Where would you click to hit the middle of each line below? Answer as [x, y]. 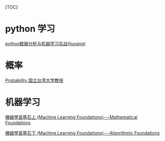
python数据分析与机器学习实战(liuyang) [45, 43]
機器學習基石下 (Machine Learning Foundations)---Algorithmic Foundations [82, 133]
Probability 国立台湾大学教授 [34, 80]
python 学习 [30, 29]
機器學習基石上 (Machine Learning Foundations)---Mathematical [72, 117]
